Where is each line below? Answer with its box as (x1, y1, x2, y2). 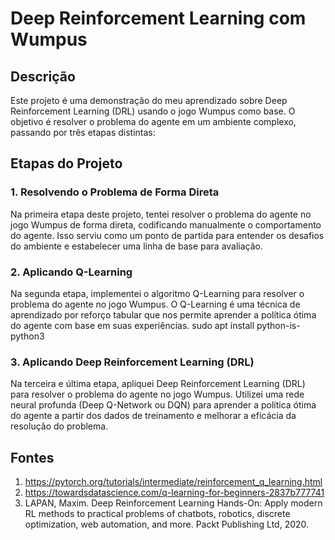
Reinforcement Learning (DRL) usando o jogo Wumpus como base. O (10, 105, 296, 117)
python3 (10, 330, 45, 342)
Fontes (10, 449, 55, 466)
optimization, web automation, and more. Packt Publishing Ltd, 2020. (24, 518, 310, 531)
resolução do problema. (10, 420, 109, 432)
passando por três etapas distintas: (10, 127, 156, 138)
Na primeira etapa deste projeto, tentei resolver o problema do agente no (10, 208, 312, 220)
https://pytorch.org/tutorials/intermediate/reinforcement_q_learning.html (24, 476, 323, 488)
